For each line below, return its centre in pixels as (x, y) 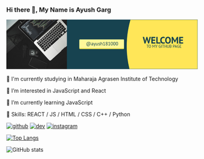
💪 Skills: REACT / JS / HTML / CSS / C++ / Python (68, 115)
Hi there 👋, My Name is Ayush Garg (59, 10)
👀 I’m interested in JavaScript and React (56, 91)
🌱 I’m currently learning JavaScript (49, 102)
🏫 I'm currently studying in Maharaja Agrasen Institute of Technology (92, 79)
